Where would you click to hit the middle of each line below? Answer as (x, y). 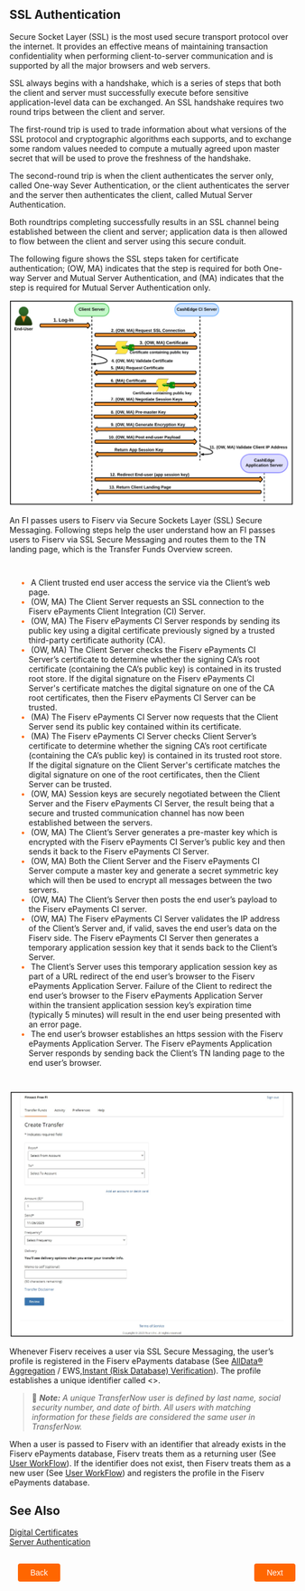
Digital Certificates (44, 1532)
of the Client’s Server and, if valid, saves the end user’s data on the (152, 928)
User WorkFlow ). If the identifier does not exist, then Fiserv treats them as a (150, 1463)
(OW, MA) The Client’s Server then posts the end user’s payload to (154, 899)
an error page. (55, 1024)
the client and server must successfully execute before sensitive (129, 92)
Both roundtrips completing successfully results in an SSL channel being (144, 221)
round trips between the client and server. (87, 111)
